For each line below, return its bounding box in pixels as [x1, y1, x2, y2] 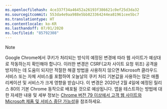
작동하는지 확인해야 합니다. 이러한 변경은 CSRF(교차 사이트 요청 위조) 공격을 [10, 61, 158, 66]
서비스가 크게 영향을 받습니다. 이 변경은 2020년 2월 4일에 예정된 [27, 79, 153, 85]
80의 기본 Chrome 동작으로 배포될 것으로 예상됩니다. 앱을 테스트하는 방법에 [10, 86, 157, 91]
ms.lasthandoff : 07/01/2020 [5, 26, 64, 31]
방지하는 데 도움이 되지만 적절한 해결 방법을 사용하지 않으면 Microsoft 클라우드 [5, 67, 158, 73]
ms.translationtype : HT [5, 16, 55, 21]
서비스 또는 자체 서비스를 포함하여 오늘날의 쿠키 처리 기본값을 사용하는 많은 [5, 73, 151, 79]
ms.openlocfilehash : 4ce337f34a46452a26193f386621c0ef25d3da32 [5, 7, 140, 12]
